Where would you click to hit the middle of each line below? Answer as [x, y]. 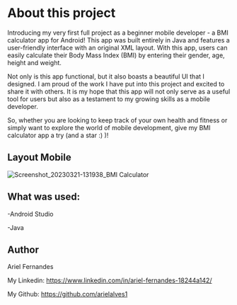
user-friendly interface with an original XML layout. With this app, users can [117, 47]
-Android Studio [31, 214]
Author [23, 249]
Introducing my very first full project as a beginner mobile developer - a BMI [118, 33]
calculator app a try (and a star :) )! [58, 135]
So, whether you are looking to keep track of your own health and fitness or [117, 120]
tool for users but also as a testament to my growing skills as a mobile [109, 99]
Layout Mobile [40, 157]
